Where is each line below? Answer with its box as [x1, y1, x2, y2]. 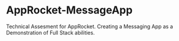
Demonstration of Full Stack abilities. [6, 29, 95, 36]
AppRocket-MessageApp [6, 4, 133, 17]
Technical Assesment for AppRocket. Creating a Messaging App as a [6, 23, 174, 30]
